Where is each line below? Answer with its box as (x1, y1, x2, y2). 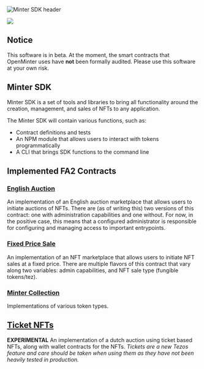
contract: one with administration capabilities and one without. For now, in (7, 211, 194, 219)
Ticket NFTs (7, 320, 54, 330)
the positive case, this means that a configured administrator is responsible (7, 218, 197, 225)
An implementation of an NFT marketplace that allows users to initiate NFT (7, 253, 195, 261)
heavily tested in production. (7, 356, 79, 363)
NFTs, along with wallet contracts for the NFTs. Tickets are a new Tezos (7, 343, 189, 350)
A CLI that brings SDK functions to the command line (15, 148, 149, 156)
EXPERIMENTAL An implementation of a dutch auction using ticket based (7, 336, 192, 343)
